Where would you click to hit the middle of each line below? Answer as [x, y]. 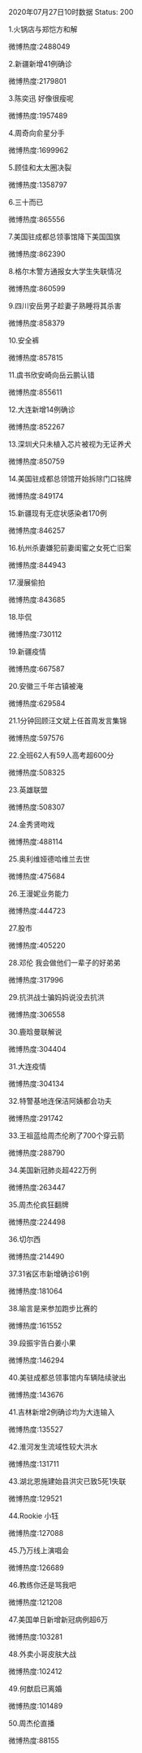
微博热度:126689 [36, 1568]
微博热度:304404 [37, 1049]
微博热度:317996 [36, 980]
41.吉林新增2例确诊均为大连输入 [62, 1412]
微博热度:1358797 [38, 185]
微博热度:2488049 [39, 46]
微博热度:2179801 [37, 81]
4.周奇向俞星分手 [37, 133]
